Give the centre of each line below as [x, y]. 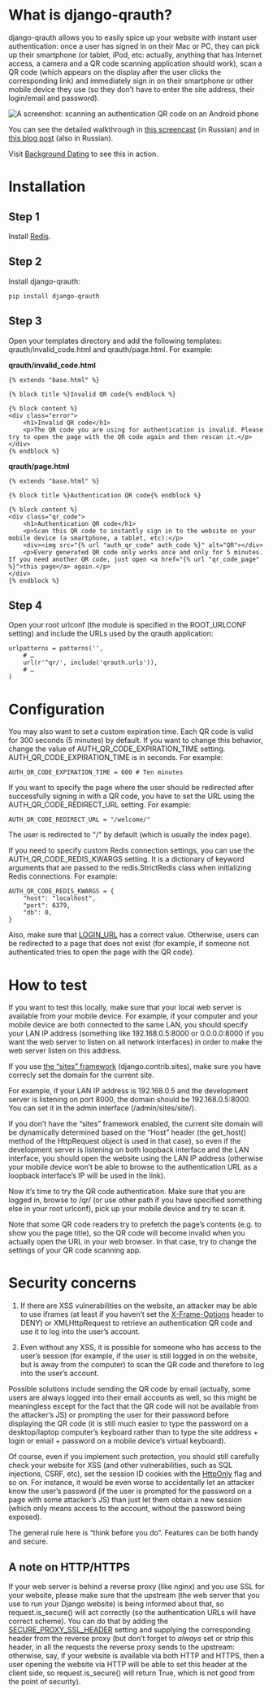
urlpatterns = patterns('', [56, 649]
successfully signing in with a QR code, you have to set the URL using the [132, 796]
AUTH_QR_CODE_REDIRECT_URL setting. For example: [100, 805]
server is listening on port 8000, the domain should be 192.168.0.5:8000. [130, 1100]
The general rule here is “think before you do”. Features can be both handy [134, 1533]
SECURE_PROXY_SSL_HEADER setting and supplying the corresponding [129, 1630]
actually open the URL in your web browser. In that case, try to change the [133, 1242]
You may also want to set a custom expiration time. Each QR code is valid [131, 732]
